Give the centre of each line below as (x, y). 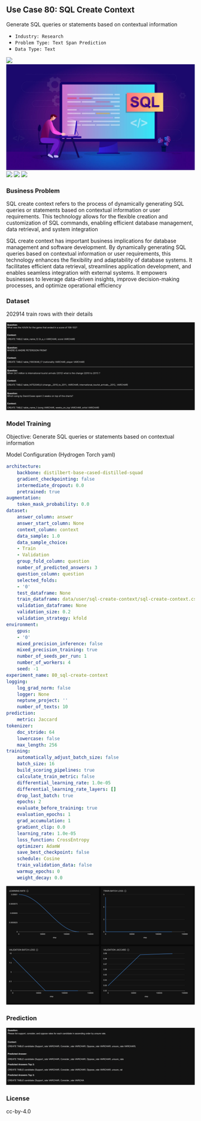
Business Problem (33, 190)
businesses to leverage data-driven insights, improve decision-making (93, 279)
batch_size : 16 (36, 764)
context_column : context (48, 530)
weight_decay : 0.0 (40, 878)
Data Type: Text (35, 49)
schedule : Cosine (39, 859)
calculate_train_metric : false (56, 777)
